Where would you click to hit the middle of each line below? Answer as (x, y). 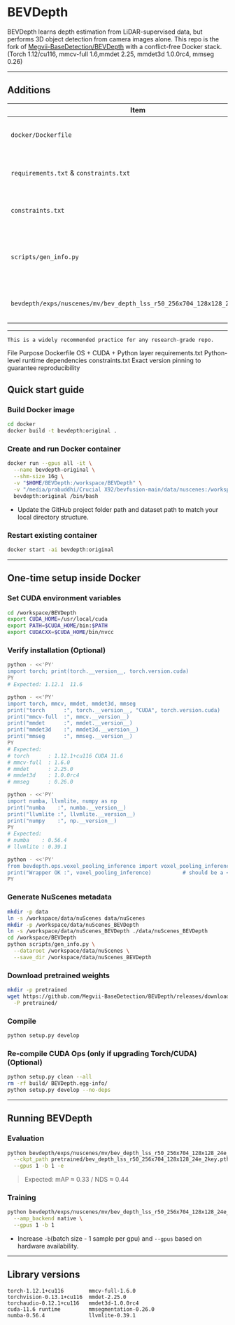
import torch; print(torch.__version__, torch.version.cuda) (98, 671)
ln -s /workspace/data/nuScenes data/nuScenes (76, 918)
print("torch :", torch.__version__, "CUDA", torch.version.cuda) (114, 710)
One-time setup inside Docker (74, 578)
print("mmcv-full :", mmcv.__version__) (69, 717)
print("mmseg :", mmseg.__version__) (70, 737)
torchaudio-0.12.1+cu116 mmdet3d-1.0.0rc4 (73, 1303)
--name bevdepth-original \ (55, 470)
